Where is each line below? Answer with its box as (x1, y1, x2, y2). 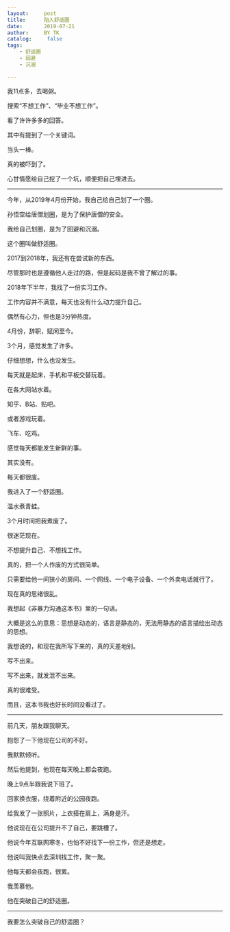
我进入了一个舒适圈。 (7, 487, 67, 495)
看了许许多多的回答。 (7, 116, 67, 124)
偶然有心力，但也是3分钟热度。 (7, 312, 95, 320)
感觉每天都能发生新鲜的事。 (7, 444, 86, 452)
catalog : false (7, 36, 63, 43)
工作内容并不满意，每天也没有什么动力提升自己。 (7, 297, 145, 306)
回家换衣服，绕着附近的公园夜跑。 (7, 794, 103, 802)
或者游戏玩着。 (7, 414, 49, 422)
